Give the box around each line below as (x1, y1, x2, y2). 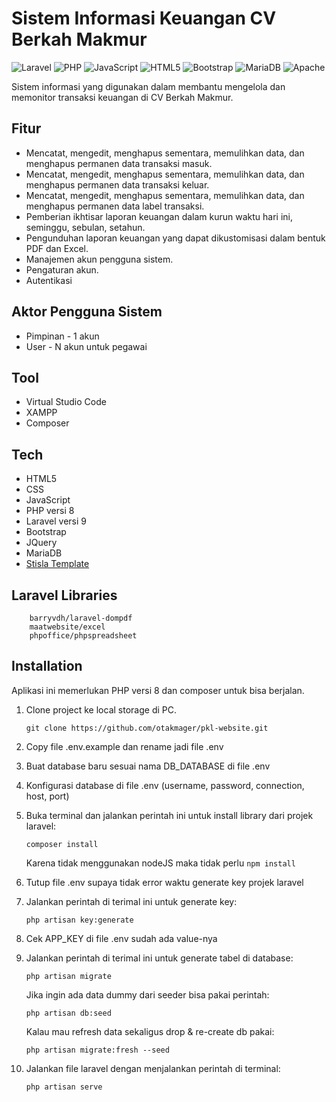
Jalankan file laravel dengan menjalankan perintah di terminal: (25, 1062, 281, 1074)
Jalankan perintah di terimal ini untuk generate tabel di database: (25, 952, 294, 964)
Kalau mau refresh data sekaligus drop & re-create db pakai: (25, 1025, 275, 1037)
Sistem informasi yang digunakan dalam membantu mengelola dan (11, 80, 286, 92)
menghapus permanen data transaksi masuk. (25, 157, 213, 169)
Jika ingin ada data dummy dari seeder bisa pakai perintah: (25, 988, 270, 1001)
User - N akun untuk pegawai (25, 340, 148, 352)
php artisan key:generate (25, 915, 134, 925)
